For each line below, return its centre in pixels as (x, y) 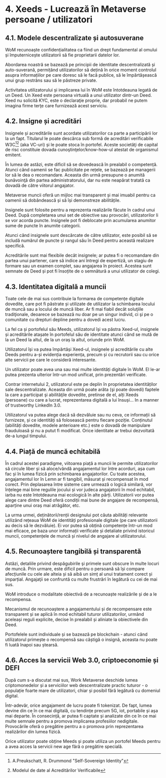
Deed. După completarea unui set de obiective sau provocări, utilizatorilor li (82, 215)
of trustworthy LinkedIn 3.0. (33, 405)
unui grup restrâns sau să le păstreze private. (51, 80)
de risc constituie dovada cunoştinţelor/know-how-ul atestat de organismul (82, 150)
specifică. (15, 246)
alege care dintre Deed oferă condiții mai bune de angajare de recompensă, (82, 500)
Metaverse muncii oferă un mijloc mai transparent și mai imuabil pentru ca (80, 195)
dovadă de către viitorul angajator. (40, 185)
